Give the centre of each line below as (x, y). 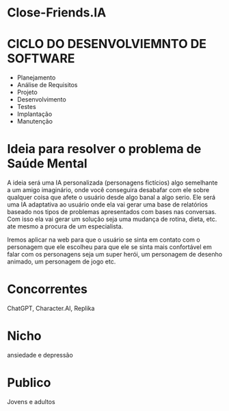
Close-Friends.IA (57, 13)
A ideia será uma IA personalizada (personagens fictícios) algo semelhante (112, 183)
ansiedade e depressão (40, 355)
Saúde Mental (47, 164)
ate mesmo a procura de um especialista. (65, 226)
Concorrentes (47, 289)
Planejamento (36, 78)
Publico (29, 383)
